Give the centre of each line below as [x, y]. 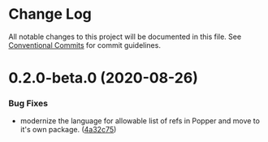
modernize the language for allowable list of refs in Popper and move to [140, 121]
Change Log [50, 14]
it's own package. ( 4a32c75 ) [68, 130]
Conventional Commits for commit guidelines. [84, 45]
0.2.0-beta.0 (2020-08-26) [104, 78]
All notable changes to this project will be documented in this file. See [125, 37]
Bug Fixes [28, 104]
